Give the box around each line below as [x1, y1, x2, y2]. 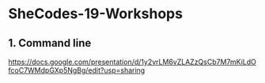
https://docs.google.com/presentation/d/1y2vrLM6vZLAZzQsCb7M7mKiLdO [8, 57, 257, 66]
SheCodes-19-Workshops [8, 5, 184, 23]
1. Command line [8, 36, 92, 50]
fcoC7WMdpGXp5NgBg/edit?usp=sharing [8, 66, 146, 75]
